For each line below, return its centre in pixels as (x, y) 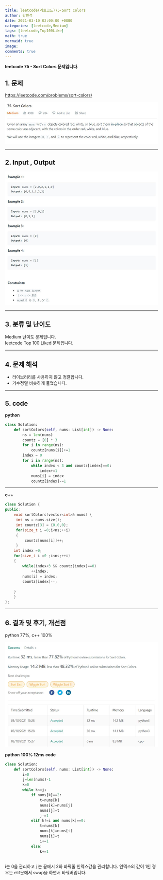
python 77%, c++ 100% (29, 635)
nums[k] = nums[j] (56, 805)
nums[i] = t (49, 836)
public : (13, 510)
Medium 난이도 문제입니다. (31, 337)
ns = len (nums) (38, 435)
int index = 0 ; (28, 551)
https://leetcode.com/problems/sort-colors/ (49, 95)
